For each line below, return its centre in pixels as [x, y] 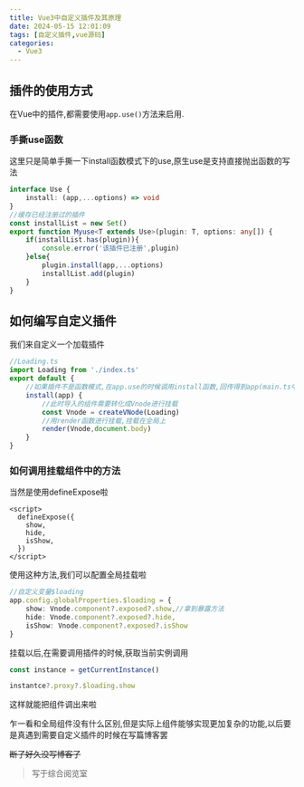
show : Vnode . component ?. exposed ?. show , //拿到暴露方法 [125, 609]
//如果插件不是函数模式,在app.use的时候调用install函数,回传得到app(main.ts [158, 387]
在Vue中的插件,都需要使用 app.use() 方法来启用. [97, 113]
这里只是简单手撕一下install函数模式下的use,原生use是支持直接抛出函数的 [146, 161]
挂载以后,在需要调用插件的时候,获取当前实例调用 [99, 652]
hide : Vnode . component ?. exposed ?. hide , [101, 617]
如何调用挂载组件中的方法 [65, 470]
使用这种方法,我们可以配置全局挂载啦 [78, 575]
